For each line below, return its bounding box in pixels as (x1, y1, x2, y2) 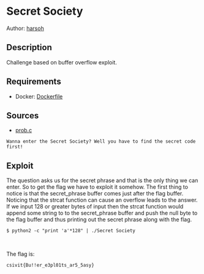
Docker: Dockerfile (15, 93, 63, 100)
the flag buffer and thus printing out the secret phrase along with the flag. (6, 216, 192, 223)
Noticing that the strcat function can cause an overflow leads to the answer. (6, 196, 198, 204)
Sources (6, 110, 39, 121)
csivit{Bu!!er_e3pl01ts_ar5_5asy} (6, 262, 95, 268)
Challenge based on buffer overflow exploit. (6, 58, 118, 66)
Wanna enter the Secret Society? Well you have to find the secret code (6, 139, 196, 145)
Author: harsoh (6, 25, 44, 32)
